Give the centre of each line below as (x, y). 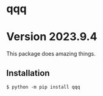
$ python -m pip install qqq (43, 87)
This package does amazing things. (51, 54)
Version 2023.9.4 (52, 37)
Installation (28, 73)
